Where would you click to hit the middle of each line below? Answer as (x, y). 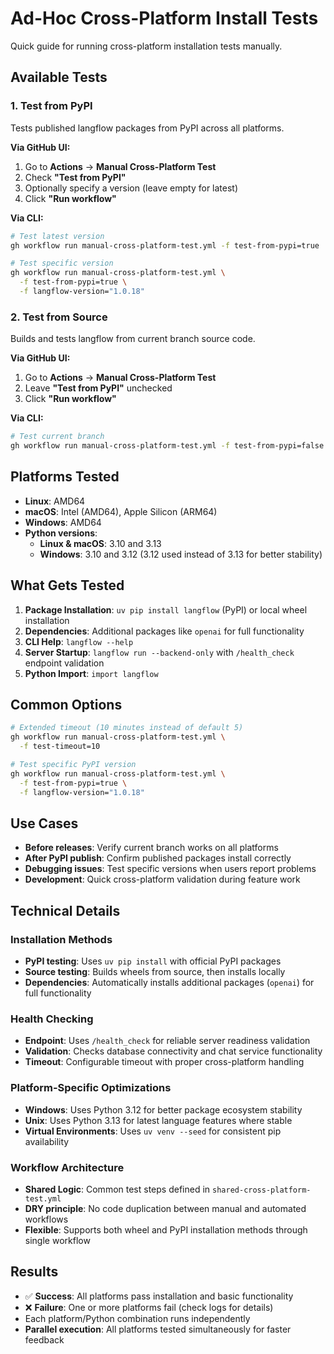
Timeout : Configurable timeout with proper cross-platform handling (164, 1062)
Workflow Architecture (67, 1167)
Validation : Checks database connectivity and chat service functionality (173, 1051)
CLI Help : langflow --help (79, 641)
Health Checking (52, 1019)
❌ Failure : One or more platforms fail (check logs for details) (149, 1307)
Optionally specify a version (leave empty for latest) (131, 188)
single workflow (57, 1240)
